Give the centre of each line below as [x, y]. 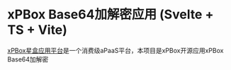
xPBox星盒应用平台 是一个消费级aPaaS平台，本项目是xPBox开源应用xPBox [115, 50]
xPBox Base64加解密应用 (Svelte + [111, 14]
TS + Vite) [37, 30]
